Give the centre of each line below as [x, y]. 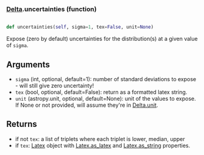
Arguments [28, 64]
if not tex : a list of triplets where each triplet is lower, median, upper [100, 139]
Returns [22, 124]
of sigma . [17, 45]
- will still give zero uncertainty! [55, 85]
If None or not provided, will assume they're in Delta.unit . [86, 105]
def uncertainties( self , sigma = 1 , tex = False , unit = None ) [80, 27]
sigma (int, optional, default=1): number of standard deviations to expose [106, 79]
